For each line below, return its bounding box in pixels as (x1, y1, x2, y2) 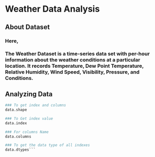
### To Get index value (5, 116, 53, 121)
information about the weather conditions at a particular (5, 57, 140, 63)
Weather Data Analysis (5, 3, 100, 15)
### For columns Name (5, 129, 49, 135)
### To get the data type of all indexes (5, 143, 90, 148)
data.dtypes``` (5, 147, 36, 152)
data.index (5, 120, 27, 125)
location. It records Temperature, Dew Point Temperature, (5, 62, 144, 69)
